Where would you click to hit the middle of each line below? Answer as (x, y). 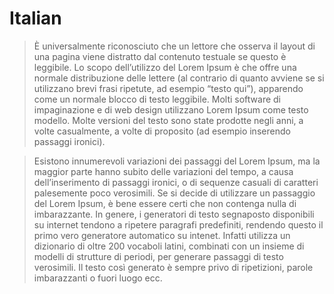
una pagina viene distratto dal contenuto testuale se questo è (160, 56)
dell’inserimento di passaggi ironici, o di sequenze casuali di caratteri (176, 182)
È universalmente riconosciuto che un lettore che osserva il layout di (174, 46)
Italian (35, 18)
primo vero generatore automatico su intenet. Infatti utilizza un (162, 235)
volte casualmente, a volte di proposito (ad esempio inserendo (162, 131)
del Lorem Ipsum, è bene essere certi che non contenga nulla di (165, 203)
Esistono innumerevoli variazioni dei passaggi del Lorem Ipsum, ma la (177, 161)
